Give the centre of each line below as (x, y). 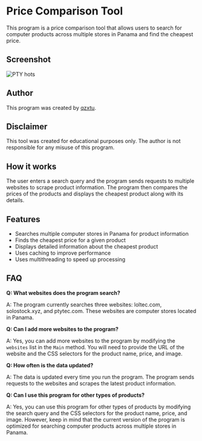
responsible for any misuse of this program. (60, 148)
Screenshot (29, 59)
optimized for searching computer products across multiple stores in (91, 426)
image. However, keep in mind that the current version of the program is (96, 419)
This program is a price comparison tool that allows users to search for (94, 28)
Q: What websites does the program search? (63, 293)
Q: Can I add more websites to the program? (62, 329)
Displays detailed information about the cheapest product (87, 246)
